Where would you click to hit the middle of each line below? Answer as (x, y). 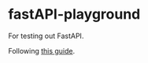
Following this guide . (42, 51)
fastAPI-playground (74, 14)
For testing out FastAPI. (46, 36)
